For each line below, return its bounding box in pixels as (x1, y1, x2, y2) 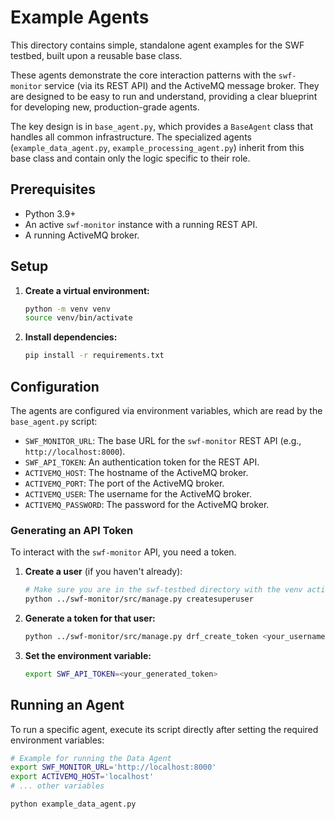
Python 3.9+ (24, 207, 77, 220)
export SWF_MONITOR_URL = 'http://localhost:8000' (10, 762, 217, 773)
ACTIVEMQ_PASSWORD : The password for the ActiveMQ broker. (24, 499, 270, 510)
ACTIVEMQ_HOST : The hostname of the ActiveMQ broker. (24, 467, 249, 478)
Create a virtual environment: (24, 284, 150, 296)
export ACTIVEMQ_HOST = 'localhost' (10, 772, 155, 782)
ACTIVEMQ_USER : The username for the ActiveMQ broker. (24, 488, 253, 500)
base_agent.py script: (10, 416, 98, 427)
